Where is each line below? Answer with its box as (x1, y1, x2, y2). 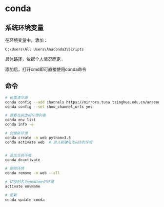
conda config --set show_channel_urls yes (5, 104, 93, 109)
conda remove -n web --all (5, 171, 60, 175)
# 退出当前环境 (5, 153, 32, 158)
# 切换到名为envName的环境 (5, 179, 54, 185)
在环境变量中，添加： (5, 37, 48, 43)
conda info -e (5, 122, 34, 127)
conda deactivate (5, 157, 41, 162)
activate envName (5, 184, 41, 189)
